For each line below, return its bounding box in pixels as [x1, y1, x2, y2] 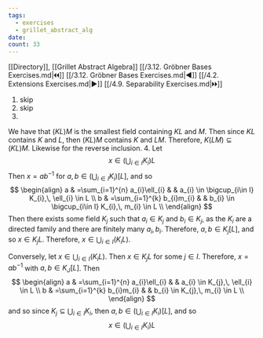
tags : [8, 11, 26, 20]
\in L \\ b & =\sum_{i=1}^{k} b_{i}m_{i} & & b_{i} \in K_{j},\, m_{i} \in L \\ [19, 285, 245, 295]
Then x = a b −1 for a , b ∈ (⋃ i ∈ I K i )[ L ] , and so [8, 169, 153, 183]
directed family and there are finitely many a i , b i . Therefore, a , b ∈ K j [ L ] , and [8, 224, 254, 235]
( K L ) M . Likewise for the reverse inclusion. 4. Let [8, 144, 163, 153]
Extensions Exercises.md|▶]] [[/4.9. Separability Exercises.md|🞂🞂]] [8, 79, 223, 89]
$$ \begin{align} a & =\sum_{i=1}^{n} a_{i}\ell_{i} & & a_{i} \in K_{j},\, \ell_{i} [11, 278, 253, 287]
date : [8, 33, 26, 42]
